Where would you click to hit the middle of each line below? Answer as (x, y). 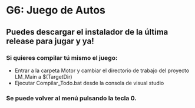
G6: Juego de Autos (56, 10)
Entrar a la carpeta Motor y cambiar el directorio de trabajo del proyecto (102, 70)
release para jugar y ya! (50, 41)
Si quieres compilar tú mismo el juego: (62, 58)
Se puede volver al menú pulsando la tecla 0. (71, 98)
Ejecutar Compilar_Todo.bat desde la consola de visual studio (89, 83)
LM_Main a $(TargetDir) (43, 76)
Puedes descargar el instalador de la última (87, 32)
